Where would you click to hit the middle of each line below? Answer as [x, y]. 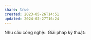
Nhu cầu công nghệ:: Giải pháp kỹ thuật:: [46, 33]
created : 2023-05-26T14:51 [32, 14]
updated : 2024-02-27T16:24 [32, 19]
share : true [17, 10]
